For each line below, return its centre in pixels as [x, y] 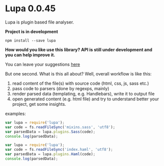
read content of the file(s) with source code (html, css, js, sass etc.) [81, 83]
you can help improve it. [30, 55]
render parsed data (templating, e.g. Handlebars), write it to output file [83, 94]
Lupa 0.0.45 [30, 9]
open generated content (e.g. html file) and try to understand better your [85, 99]
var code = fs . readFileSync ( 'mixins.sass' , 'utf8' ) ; [60, 127]
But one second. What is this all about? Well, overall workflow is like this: [78, 73]
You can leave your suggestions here [42, 64]
